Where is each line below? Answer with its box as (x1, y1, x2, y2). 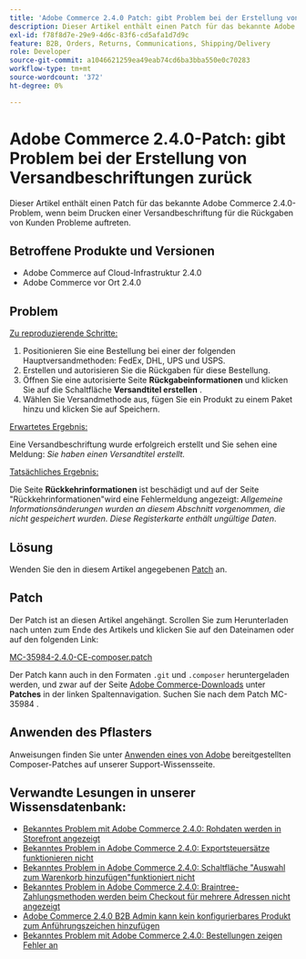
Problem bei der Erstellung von (9, 148, 248, 169)
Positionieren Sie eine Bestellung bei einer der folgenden (22, 346, 236, 357)
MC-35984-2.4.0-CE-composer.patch (9, 651, 153, 662)
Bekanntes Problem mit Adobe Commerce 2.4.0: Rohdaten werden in (22, 823, 282, 835)
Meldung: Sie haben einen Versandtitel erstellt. (9, 449, 185, 460)
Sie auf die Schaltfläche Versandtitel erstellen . (22, 384, 202, 395)
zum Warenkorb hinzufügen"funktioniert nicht (22, 872, 196, 883)
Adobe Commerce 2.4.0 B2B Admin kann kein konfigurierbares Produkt (22, 911, 291, 922)
